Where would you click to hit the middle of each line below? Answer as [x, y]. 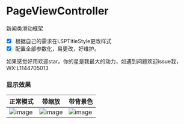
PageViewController [58, 11]
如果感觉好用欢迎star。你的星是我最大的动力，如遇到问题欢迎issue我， [94, 62]
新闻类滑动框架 [25, 28]
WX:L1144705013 [28, 68]
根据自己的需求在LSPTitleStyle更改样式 [63, 41]
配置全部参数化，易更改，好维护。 [57, 49]
